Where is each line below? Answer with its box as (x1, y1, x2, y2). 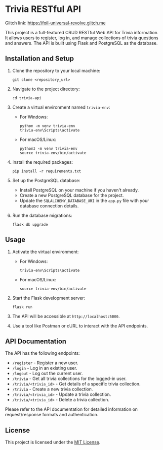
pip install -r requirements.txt (12, 169, 81, 174)
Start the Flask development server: (12, 295, 85, 301)
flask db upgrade (12, 222, 48, 227)
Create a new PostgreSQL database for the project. (19, 192, 124, 198)
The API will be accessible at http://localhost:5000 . (12, 313, 120, 319)
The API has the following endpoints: (5, 350, 80, 356)
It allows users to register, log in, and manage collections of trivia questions (5, 35, 159, 41)
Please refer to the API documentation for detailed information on (5, 406, 138, 412)
